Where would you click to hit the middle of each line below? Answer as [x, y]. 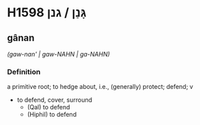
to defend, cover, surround [55, 100]
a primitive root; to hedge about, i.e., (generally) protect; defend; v [100, 87]
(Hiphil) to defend [52, 115]
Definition [24, 72]
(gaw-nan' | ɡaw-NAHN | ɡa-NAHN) [59, 54]
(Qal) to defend [48, 107]
